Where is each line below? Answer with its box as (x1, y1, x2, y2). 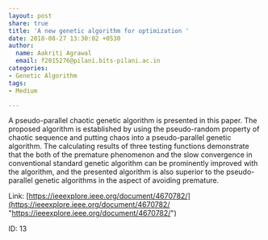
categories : (8, 64, 48, 72)
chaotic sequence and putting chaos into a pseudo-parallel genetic (8, 133, 232, 143)
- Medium (8, 86, 38, 95)
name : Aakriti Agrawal (15, 49, 92, 57)
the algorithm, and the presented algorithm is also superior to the (8, 167, 224, 177)
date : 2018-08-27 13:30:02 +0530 (8, 34, 121, 43)
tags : (8, 79, 27, 87)
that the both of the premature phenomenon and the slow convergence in (8, 150, 253, 159)
